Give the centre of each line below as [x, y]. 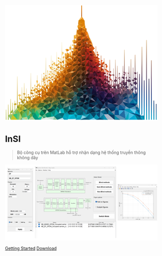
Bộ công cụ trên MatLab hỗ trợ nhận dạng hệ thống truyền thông [81, 152]
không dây [28, 157]
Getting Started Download [31, 248]
